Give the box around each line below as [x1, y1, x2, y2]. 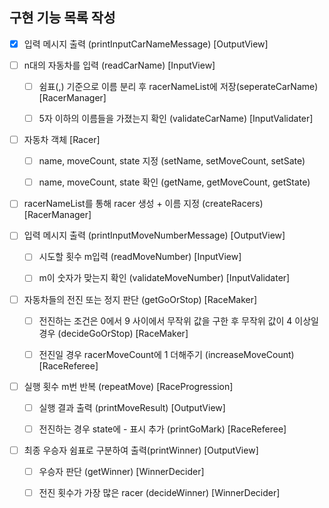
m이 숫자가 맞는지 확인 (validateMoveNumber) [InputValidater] [38, 272, 291, 284]
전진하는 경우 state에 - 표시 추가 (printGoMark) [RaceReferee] [38, 423, 287, 435]
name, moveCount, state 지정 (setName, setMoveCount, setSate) [38, 155, 306, 167]
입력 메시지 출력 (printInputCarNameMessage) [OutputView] [23, 38, 269, 50]
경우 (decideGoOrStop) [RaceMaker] [38, 327, 189, 339]
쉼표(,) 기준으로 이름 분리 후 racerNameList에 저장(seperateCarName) [38, 80, 319, 92]
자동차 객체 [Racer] [23, 134, 101, 146]
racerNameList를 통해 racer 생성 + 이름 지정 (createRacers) [23, 198, 264, 210]
